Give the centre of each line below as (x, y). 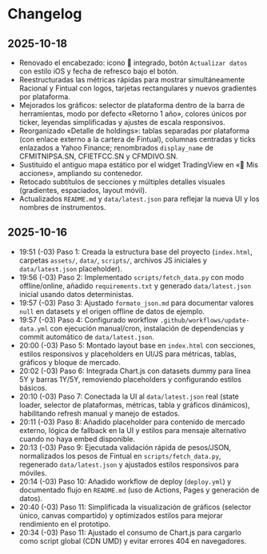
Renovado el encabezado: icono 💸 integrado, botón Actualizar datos (133, 62)
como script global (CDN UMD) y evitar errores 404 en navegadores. (133, 540)
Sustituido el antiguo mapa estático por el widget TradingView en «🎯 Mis (139, 165)
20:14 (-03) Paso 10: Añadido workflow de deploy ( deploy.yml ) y (125, 481)
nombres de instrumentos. (62, 207)
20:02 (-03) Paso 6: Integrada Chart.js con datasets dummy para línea (135, 371)
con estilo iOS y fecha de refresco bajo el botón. (99, 71)
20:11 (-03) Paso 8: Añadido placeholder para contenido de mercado (132, 422)
